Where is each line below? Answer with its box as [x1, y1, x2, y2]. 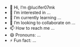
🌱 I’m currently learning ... [9, 15, 62, 20]
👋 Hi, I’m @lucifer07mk [9, 5, 55, 10]
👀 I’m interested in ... [9, 10, 51, 15]
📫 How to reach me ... [9, 25, 55, 31]
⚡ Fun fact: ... [9, 37, 36, 43]
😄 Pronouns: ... [9, 32, 41, 38]
